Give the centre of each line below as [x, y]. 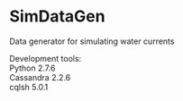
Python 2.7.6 [32, 68]
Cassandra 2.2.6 [40, 77]
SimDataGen [57, 17]
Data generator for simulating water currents [92, 41]
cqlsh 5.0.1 [29, 87]
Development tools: [46, 58]
